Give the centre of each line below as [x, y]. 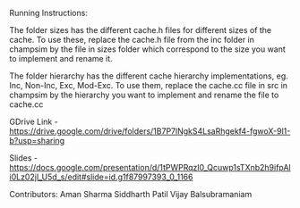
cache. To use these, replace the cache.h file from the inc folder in [132, 40]
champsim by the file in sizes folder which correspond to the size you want [148, 49]
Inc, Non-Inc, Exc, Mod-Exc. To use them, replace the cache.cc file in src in [149, 85]
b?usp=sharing [37, 141]
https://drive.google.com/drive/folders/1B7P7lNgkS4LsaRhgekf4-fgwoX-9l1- [150, 131]
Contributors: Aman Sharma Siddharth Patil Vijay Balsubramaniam [131, 194]
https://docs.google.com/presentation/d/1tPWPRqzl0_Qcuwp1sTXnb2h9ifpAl [150, 167]
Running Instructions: [48, 13]
